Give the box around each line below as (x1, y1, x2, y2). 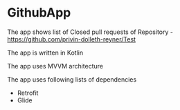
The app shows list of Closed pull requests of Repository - (7, 28, 173, 36)
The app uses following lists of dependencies (7, 75, 137, 84)
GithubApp (7, 5, 71, 21)
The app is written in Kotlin (7, 48, 84, 57)
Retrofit (17, 89, 39, 97)
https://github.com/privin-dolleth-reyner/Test (7, 35, 136, 43)
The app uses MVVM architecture (7, 62, 104, 70)
